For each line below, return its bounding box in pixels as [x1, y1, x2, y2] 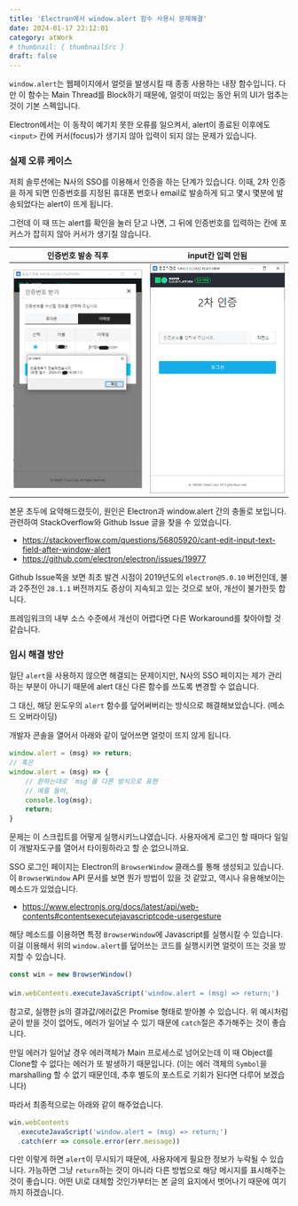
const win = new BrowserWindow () [9, 970, 133, 980]
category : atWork [9, 33, 74, 42]
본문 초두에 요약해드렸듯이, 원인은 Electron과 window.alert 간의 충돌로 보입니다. [9, 506, 286, 516]
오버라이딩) [18, 711, 58, 722]
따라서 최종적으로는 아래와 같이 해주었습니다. [9, 1099, 164, 1109]
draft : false [9, 51, 58, 61]
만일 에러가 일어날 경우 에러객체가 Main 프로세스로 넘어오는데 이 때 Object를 [9, 1047, 273, 1058]
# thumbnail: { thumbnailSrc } [9, 43, 125, 51]
